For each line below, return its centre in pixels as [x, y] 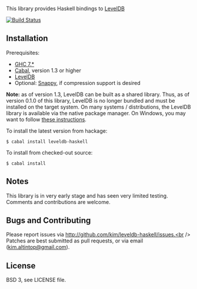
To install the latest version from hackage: [57, 131]
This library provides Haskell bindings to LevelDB [66, 9]
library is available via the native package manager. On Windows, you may [96, 113]
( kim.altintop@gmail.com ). [38, 247]
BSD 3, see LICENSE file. [36, 280]
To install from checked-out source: [49, 152]
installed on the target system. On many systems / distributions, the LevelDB [98, 107]
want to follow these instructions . [46, 119]
